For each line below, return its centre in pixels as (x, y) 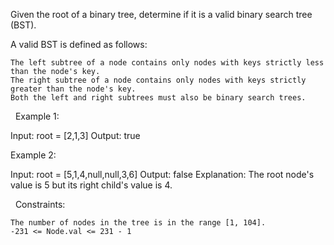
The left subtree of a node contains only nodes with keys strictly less (167, 63)
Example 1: (37, 116)
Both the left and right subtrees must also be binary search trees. (158, 98)
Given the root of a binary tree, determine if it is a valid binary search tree (161, 14)
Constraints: (40, 204)
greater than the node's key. (73, 89)
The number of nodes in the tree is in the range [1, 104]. (138, 223)
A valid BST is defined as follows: (79, 44)
